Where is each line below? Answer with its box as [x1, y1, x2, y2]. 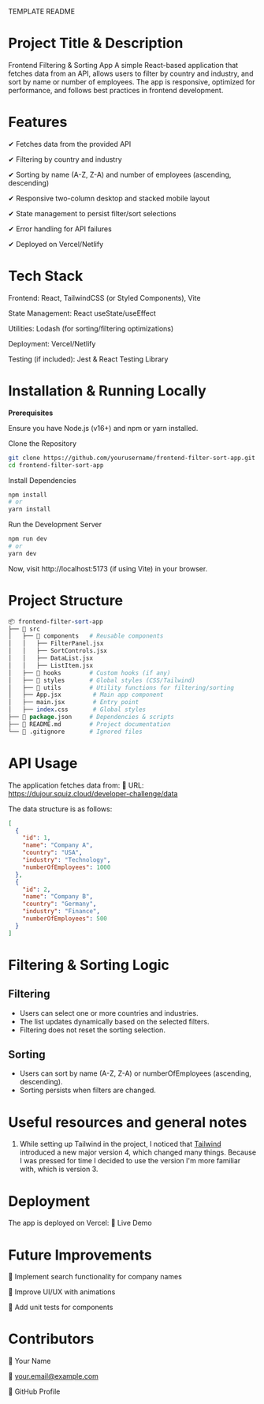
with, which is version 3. [19, 1164, 99, 1174]
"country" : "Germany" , [22, 900, 97, 908]
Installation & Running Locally [8, 382, 206, 399]
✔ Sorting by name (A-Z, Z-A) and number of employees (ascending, [8, 170, 232, 179]
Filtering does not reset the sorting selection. [19, 1025, 165, 1035]
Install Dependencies [8, 475, 76, 485]
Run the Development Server [8, 520, 102, 530]
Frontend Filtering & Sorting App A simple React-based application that [8, 60, 239, 69]
